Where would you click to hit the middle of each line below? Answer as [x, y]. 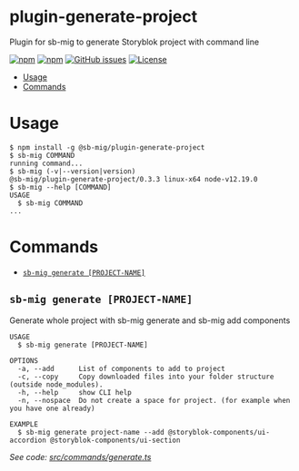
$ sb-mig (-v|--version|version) [73, 171]
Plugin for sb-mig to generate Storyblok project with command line [135, 42]
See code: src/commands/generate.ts [80, 456]
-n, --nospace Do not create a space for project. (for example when [154, 400]
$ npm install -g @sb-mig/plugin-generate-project [107, 147]
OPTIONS [24, 360]
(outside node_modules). [56, 384]
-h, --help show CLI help [75, 392]
